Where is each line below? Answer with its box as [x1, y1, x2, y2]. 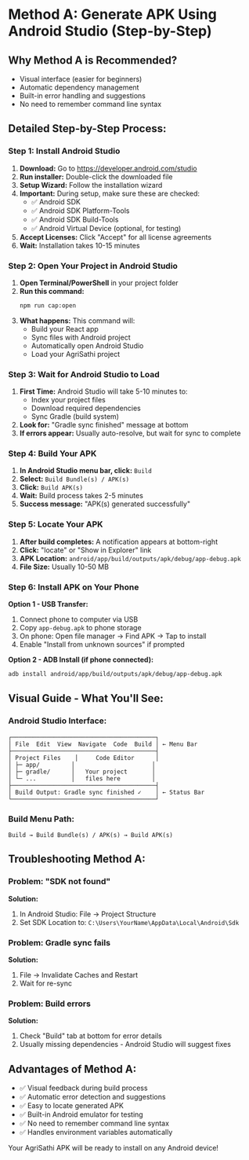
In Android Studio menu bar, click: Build [19, 466, 153, 475]
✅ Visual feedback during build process [19, 1083, 148, 1092]
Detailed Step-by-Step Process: [8, 122, 167, 135]
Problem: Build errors [8, 998, 92, 1009]
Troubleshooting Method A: [8, 853, 146, 866]
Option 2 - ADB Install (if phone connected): [8, 655, 154, 665]
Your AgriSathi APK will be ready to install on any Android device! [8, 1143, 219, 1152]
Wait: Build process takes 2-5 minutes [19, 491, 143, 501]
